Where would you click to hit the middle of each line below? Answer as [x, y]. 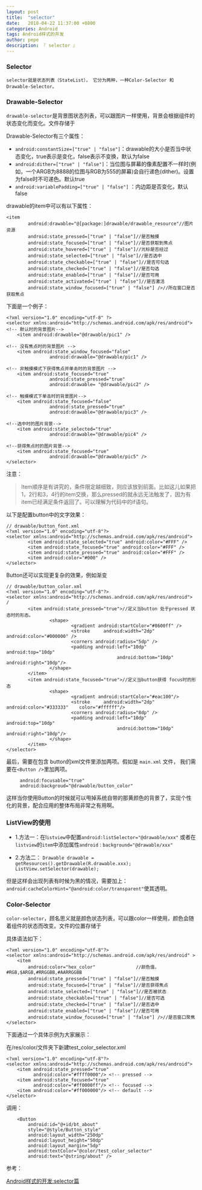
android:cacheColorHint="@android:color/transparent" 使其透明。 [88, 888]
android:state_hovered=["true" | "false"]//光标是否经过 [98, 249]
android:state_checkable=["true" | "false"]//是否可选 [96, 998]
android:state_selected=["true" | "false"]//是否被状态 [97, 992]
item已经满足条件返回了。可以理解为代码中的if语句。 [86, 502]
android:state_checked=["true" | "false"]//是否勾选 [94, 269]
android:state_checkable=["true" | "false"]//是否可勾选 [99, 262]
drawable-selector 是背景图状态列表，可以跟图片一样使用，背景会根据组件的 [100, 116]
